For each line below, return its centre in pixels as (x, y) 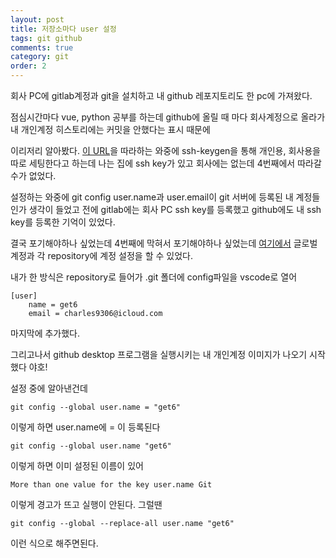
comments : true (42, 47)
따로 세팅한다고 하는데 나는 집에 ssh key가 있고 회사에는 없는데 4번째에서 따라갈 (166, 163)
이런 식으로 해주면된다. (54, 543)
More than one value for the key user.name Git (111, 485)
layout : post (37, 19)
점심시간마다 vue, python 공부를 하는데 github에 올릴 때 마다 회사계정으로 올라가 (168, 117)
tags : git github (46, 38)
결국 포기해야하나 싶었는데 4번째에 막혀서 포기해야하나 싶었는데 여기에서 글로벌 (164, 243)
